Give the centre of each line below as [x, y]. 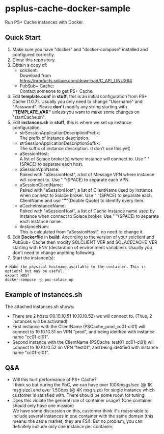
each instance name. [41, 221]
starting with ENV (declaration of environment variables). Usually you [82, 247]
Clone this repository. [34, 60]
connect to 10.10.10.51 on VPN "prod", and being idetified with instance [83, 332]
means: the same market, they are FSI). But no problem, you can [77, 421]
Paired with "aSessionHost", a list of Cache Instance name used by [87, 211]
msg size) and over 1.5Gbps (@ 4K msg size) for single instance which [83, 390]
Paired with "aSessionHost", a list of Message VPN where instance [87, 174]
